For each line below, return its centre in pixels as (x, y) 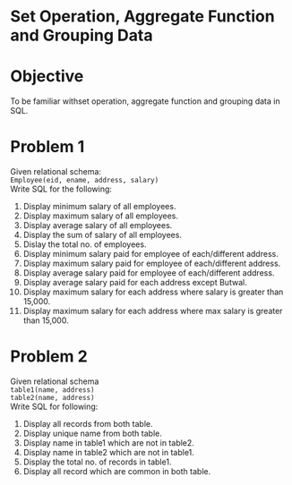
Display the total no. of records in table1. (97, 462)
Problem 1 (47, 147)
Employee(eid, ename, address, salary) (85, 181)
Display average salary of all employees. (98, 225)
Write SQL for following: (54, 406)
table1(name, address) (52, 390)
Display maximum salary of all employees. (100, 216)
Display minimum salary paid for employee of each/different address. (150, 254)
